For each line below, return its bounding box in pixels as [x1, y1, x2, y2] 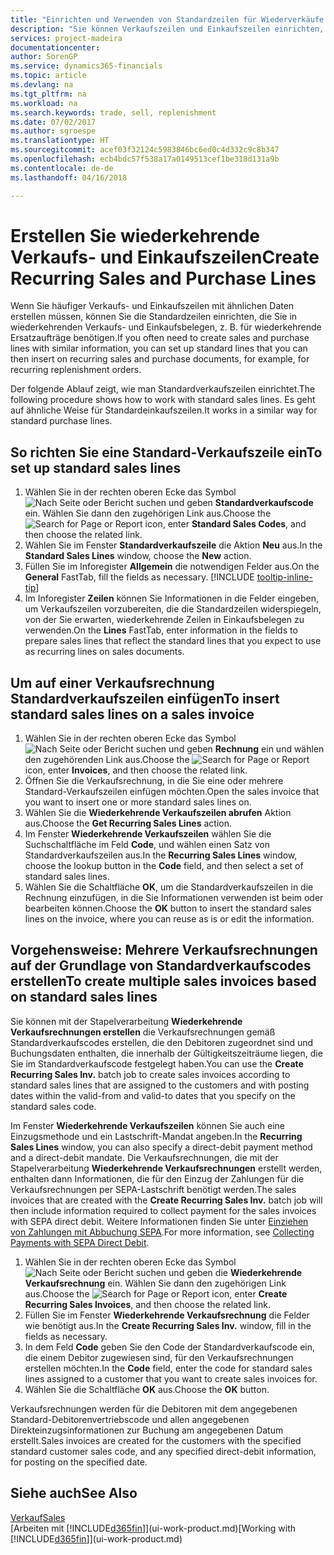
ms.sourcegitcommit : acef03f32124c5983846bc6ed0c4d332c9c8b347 [10, 145, 280, 155]
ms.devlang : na [10, 80, 74, 90]
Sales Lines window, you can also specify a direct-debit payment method [10, 1141, 313, 1153]
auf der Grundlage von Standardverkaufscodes [10, 957, 312, 975]
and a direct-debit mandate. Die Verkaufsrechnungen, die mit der [10, 1151, 279, 1163]
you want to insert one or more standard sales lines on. [24, 796, 252, 808]
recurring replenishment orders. [10, 364, 142, 376]
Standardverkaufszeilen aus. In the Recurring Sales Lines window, [24, 849, 298, 861]
